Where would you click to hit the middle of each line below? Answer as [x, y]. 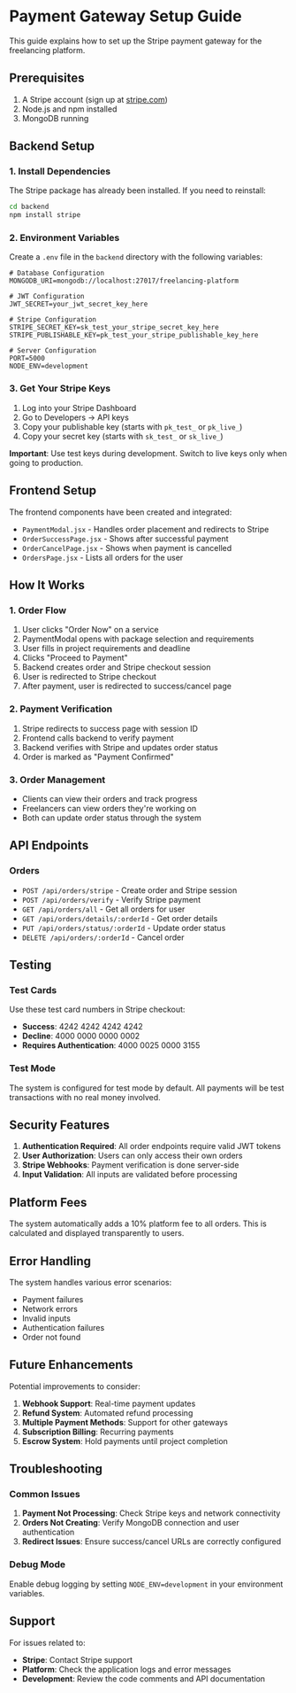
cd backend [29, 207]
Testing [30, 964]
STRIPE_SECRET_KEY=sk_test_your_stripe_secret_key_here [114, 328]
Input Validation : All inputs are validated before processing [129, 1175]
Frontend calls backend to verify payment [98, 738]
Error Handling [50, 1261]
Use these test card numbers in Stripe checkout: [97, 1010]
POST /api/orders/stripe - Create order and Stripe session [129, 890]
